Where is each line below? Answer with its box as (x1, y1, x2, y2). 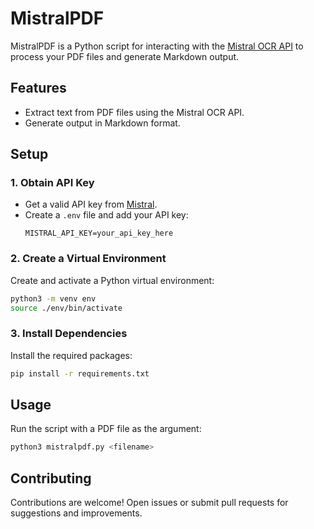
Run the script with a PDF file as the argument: (10, 423, 202, 435)
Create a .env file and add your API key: (24, 209, 189, 221)
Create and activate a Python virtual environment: (10, 274, 215, 286)
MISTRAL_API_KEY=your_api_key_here (24, 228, 174, 239)
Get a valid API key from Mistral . (24, 198, 158, 211)
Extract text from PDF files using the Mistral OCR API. (24, 106, 245, 118)
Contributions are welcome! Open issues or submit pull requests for (10, 497, 289, 509)
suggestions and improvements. (10, 507, 143, 519)
